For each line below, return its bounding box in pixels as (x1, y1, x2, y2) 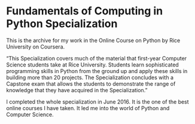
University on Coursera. (6, 43, 65, 50)
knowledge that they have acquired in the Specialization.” (6, 86, 148, 93)
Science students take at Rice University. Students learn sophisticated (6, 61, 179, 68)
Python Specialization (6, 17, 118, 31)
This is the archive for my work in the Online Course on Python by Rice (6, 37, 181, 44)
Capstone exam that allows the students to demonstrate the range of (6, 80, 176, 87)
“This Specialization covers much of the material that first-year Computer (6, 55, 187, 62)
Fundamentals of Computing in (6, 4, 163, 18)
